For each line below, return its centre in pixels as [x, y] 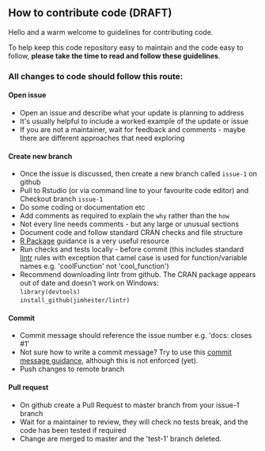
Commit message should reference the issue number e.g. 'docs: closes [136, 335]
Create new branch [40, 156]
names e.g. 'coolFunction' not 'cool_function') [95, 266]
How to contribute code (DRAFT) [90, 13]
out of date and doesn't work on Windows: [89, 283]
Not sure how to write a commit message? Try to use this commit [125, 352]
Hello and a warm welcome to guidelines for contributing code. [111, 32]
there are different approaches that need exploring [102, 138]
